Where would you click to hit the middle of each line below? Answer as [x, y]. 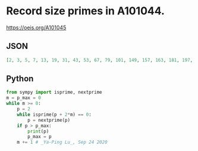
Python [20, 79]
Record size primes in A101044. [86, 11]
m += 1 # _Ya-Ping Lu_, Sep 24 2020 [62, 142]
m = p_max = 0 [24, 98]
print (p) [38, 131]
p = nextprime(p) [49, 120]
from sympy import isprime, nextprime [54, 93]
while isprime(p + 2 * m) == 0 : [54, 115]
